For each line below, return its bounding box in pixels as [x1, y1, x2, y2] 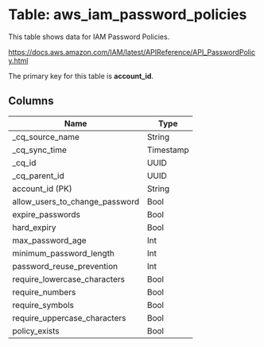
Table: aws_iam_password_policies [8, 6, 247, 24]
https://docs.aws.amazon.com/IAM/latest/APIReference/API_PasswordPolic [8, 47, 256, 57]
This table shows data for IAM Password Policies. [8, 32, 170, 41]
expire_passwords [12, 209, 81, 220]
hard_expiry [12, 221, 56, 232]
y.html [8, 56, 29, 65]
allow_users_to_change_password [12, 196, 140, 207]
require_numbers [12, 287, 76, 298]
